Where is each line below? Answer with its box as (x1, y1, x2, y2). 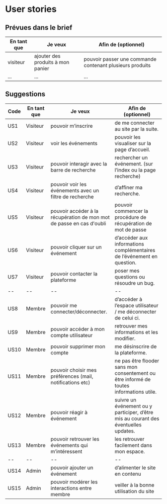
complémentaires (114, 247, 156, 253)
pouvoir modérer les (50, 478, 98, 485)
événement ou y (114, 403, 153, 410)
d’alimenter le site (114, 464, 156, 471)
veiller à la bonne (114, 481, 155, 488)
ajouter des (34, 53, 61, 59)
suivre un (114, 396, 137, 403)
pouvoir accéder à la (50, 207, 98, 214)
